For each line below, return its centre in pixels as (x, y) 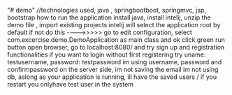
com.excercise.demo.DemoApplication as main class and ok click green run (116, 40)
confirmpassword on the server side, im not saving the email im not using (113, 70)
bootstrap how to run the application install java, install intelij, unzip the (109, 17)
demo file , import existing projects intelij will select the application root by (114, 25)
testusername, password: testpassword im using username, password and (115, 62)
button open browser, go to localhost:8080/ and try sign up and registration (116, 47)
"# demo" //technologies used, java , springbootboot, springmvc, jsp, (107, 10)
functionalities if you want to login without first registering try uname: (107, 54)
